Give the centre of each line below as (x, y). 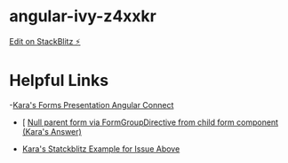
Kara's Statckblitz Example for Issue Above (101, 149)
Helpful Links (59, 81)
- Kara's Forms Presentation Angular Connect (92, 105)
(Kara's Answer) (52, 131)
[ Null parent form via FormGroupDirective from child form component (150, 122)
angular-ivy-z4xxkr (83, 16)
